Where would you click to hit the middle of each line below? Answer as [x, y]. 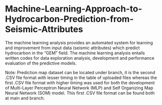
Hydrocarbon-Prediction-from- [69, 19]
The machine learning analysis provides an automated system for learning [79, 42]
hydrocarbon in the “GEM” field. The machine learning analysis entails [75, 53]
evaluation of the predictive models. [41, 63]
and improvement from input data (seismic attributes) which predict [73, 48]
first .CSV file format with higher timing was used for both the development [80, 82]
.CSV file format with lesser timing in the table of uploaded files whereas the [81, 78]
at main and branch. [25, 98]
